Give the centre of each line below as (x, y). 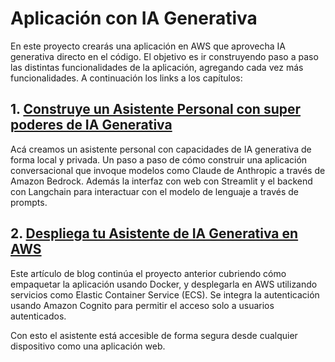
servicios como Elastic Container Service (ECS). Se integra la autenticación (165, 294)
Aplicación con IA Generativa (134, 18)
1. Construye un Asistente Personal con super (156, 109)
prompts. (29, 202)
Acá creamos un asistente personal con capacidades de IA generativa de (161, 149)
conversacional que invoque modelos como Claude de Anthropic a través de (168, 170)
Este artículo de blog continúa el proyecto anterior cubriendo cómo (148, 273)
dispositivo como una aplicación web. (88, 346)
